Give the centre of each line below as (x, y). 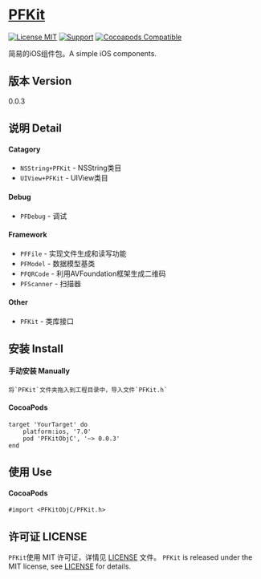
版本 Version (40, 81)
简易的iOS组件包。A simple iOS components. (82, 53)
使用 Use (30, 472)
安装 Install (36, 349)
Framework (28, 235)
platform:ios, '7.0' (57, 431)
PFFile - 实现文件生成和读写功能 (73, 253)
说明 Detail (35, 129)
